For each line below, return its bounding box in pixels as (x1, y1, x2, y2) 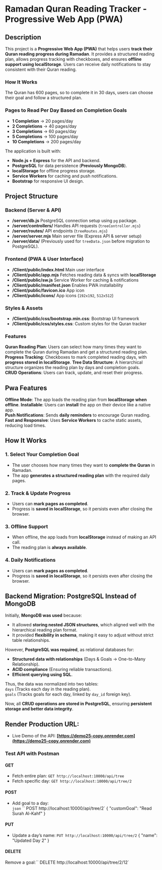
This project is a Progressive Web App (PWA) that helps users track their (5, 46, 153, 51)
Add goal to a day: (12, 800, 49, 806)
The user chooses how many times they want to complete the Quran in (12, 462, 155, 468)
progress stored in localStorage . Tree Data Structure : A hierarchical (5, 359, 143, 365)
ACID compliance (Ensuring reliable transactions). (12, 667, 113, 672)
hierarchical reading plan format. (12, 627, 78, 633)
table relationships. (12, 637, 50, 643)
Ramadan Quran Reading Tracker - (5, 3, 147, 15)
